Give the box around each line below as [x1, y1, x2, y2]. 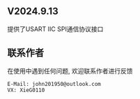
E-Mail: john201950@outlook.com [7, 80, 101, 87]
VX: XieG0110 [7, 87, 45, 93]
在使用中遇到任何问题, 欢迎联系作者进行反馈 [7, 66, 133, 75]
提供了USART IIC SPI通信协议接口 [7, 24, 104, 33]
